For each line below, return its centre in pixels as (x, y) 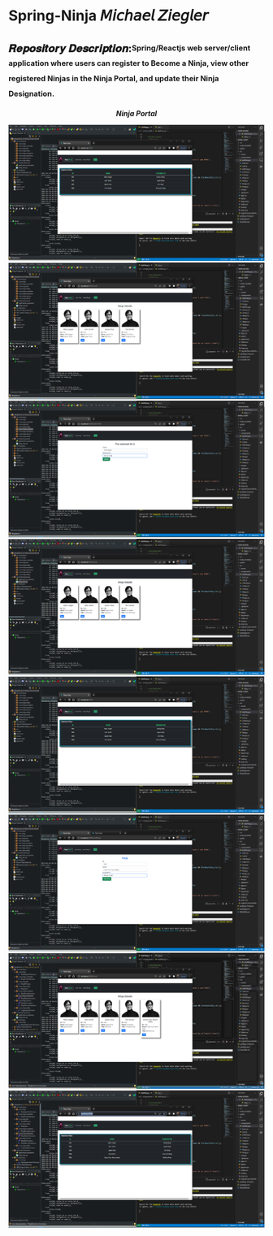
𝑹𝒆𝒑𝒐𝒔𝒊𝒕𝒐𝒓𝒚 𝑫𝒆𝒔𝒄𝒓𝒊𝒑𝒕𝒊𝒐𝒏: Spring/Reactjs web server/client (130, 48)
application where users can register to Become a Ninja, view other (129, 63)
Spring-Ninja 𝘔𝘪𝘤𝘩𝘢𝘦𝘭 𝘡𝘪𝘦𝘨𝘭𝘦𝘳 (108, 16)
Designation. (32, 94)
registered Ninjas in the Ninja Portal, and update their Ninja (114, 78)
